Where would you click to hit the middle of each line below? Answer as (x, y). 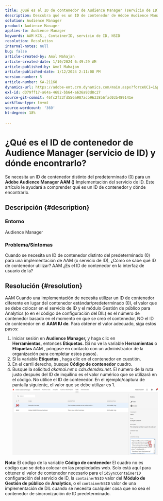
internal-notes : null (27, 46)
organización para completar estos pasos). (55, 354)
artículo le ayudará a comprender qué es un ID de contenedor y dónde (75, 187)
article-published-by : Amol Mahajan (42, 67)
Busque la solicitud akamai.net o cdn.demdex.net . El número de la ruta (83, 369)
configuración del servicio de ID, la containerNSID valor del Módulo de (75, 478)
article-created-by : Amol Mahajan (40, 56)
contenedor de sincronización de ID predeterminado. (58, 493)
